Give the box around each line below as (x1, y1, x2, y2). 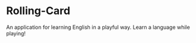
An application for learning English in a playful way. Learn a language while (6, 24, 191, 31)
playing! (6, 29, 26, 37)
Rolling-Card (6, 4, 70, 18)
